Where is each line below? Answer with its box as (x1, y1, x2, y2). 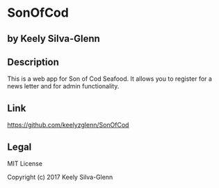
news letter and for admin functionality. (7, 82, 120, 91)
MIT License (7, 159, 43, 168)
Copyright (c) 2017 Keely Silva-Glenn (7, 173, 113, 182)
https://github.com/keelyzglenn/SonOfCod (7, 120, 129, 130)
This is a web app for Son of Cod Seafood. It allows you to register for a (7, 75, 212, 83)
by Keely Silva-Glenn (7, 33, 101, 45)
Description (7, 56, 59, 68)
